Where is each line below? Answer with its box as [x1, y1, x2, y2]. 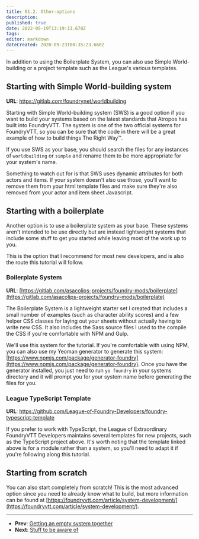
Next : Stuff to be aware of [14, 526, 79, 533]
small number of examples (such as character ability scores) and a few [6, 311, 179, 318]
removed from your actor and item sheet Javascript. [6, 188, 133, 196]
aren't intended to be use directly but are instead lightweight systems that [6, 228, 187, 235]
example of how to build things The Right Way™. [6, 134, 123, 141]
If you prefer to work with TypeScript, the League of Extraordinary [6, 425, 168, 433]
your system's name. [6, 158, 57, 165]
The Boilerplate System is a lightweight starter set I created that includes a [6, 304, 188, 312]
